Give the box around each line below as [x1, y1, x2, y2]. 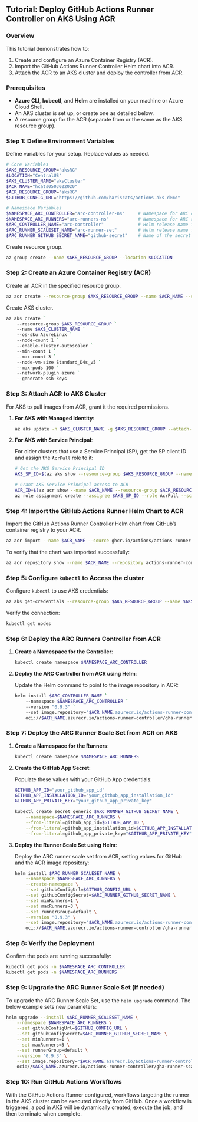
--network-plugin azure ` [16, 370, 81, 376]
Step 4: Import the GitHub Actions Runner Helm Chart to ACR [6, 506, 184, 515]
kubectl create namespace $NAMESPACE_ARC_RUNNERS [14, 754, 140, 759]
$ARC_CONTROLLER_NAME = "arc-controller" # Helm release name [6, 222, 189, 228]
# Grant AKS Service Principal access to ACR [14, 482, 128, 488]
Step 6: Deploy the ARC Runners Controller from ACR [6, 634, 161, 643]
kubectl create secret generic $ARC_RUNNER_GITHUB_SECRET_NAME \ [14, 809, 179, 815]
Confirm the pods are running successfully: [6, 952, 112, 960]
